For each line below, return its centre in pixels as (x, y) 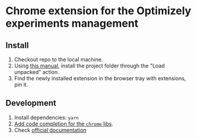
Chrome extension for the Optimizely (99, 11)
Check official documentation (50, 130)
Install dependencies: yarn (46, 117)
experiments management (72, 23)
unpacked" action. (37, 72)
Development (31, 103)
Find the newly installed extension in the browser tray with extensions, (100, 78)
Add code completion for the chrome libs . (63, 124)
